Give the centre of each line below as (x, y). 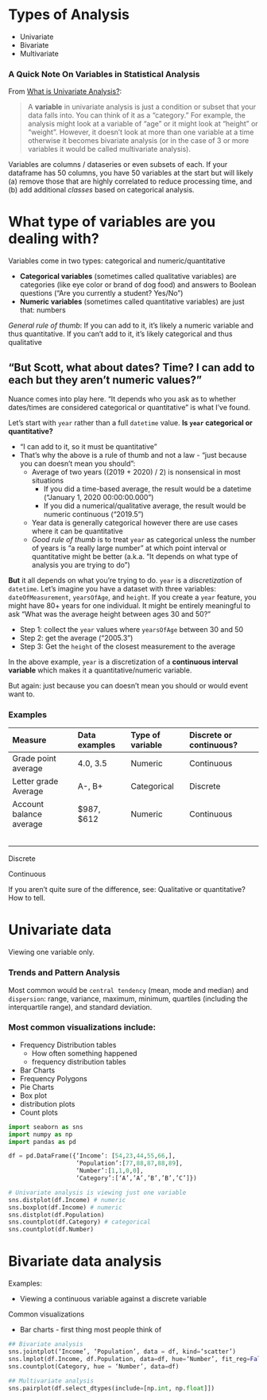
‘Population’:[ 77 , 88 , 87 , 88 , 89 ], (129, 1163)
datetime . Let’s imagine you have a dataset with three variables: (112, 588)
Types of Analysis (69, 15)
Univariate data (60, 930)
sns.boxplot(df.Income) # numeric (66, 1207)
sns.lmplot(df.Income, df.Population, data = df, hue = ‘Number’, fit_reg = (129, 1359)
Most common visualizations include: (82, 1027)
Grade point (35, 758)
